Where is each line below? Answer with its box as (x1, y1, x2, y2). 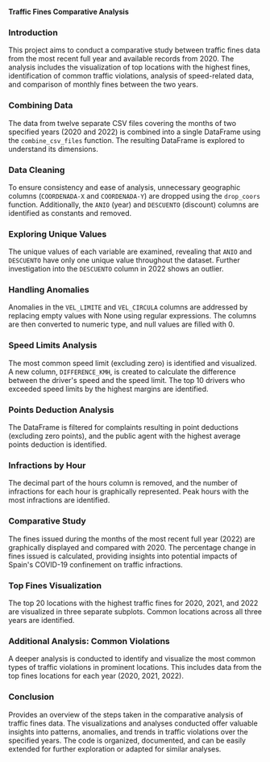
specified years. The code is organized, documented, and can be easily (8, 735, 246, 745)
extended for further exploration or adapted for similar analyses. (8, 743, 222, 754)
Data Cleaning (8, 164, 65, 175)
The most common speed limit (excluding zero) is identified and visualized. (8, 358, 257, 368)
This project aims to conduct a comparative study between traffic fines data (8, 45, 260, 55)
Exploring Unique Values (8, 228, 107, 239)
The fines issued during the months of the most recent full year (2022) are (8, 533, 255, 544)
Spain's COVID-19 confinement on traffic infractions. (8, 559, 183, 569)
